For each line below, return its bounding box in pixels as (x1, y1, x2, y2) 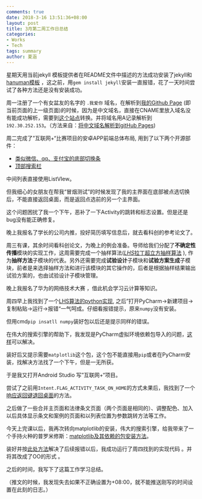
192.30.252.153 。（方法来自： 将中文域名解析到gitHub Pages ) (6, 121, 156, 129)
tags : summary (6, 48, 42, 54)
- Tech (6, 43, 23, 49)
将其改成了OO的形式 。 (6, 453, 64, 460)
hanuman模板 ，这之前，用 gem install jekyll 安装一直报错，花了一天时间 (6, 78, 190, 86)
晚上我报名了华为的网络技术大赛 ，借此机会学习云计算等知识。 (6, 284, 161, 291)
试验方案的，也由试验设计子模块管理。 (6, 272, 101, 279)
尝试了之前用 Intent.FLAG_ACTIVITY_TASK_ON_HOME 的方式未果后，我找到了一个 (6, 384, 195, 391)
